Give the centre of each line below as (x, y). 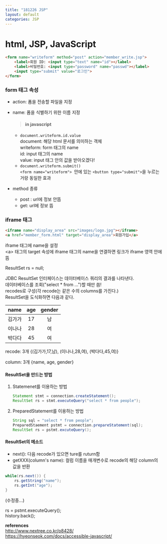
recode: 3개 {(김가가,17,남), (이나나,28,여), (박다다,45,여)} (62, 351)
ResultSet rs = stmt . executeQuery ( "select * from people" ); (76, 401)
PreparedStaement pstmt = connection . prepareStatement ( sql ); (78, 425)
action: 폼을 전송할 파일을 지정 (42, 101)
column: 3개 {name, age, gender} (40, 362)
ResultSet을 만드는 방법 (29, 374)
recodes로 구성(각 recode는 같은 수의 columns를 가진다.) (62, 291)
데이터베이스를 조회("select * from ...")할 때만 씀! (53, 285)
